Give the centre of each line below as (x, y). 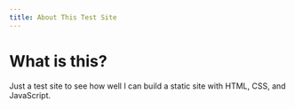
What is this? (59, 61)
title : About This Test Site (63, 17)
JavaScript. (30, 95)
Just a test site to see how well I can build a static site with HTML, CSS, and (147, 86)
